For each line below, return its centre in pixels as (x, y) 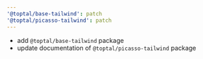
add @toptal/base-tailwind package (70, 40)
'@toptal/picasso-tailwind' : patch (59, 20)
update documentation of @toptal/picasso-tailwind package (106, 48)
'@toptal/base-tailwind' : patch (54, 14)
